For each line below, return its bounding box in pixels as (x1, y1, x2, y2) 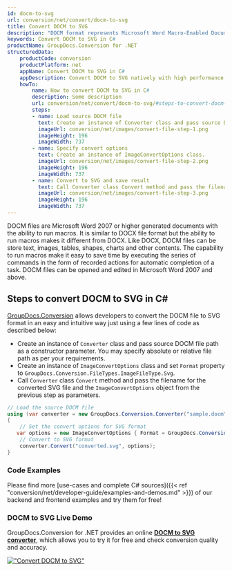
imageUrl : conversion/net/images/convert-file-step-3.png (37, 190, 209, 197)
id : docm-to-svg (7, 10, 54, 17)
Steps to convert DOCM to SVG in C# (7, 293, 168, 304)
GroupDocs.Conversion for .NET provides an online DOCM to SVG (7, 529, 195, 537)
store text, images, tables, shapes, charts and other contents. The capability (7, 243, 224, 252)
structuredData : (7, 49, 54, 56)
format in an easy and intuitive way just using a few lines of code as (7, 318, 200, 327)
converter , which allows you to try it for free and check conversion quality (7, 536, 219, 544)
